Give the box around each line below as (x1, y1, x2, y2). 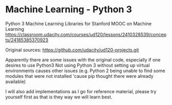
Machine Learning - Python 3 (5, 4, 132, 15)
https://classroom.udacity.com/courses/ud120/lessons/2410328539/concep (5, 31, 167, 37)
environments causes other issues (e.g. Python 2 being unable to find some (5, 68, 165, 74)
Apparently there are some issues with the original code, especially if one (5, 56, 161, 62)
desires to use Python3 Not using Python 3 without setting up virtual (5, 62, 150, 68)
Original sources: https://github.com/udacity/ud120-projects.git (5, 47, 139, 53)
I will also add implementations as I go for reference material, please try (5, 88, 157, 94)
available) (5, 78, 26, 85)
